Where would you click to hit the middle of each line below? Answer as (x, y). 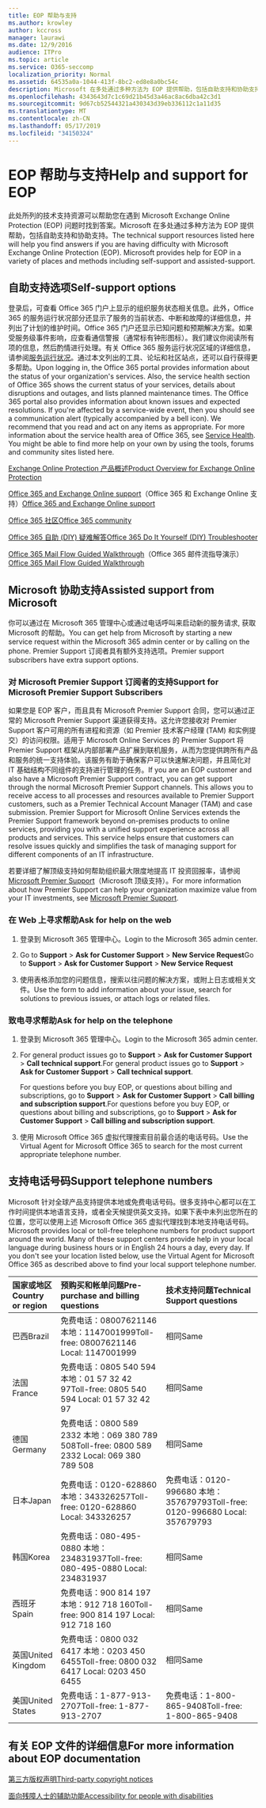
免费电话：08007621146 (108, 1320)
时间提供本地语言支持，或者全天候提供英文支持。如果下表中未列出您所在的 (136, 1212)
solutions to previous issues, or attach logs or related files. (115, 998)
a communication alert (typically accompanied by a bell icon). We (115, 419)
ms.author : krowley (40, 23)
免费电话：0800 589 (99, 1423)
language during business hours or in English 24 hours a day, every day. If (129, 1247)
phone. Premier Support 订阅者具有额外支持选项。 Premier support (116, 651)
